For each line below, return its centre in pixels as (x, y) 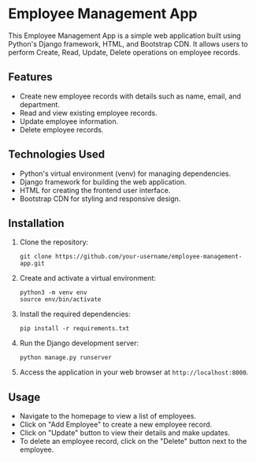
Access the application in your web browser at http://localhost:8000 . (134, 372)
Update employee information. (69, 121)
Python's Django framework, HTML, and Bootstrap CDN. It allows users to (128, 43)
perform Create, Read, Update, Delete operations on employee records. (124, 52)
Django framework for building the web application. (103, 181)
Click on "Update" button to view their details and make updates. (125, 433)
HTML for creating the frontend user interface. (95, 190)
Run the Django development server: (79, 343)
